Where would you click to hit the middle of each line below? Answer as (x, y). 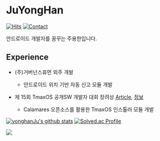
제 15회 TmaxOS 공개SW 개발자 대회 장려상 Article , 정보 (79, 97)
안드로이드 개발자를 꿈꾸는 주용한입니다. (52, 38)
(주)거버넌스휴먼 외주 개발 (44, 72)
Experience (27, 57)
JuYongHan (35, 10)
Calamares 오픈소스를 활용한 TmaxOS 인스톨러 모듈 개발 (88, 109)
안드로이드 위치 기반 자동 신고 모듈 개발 (68, 84)
